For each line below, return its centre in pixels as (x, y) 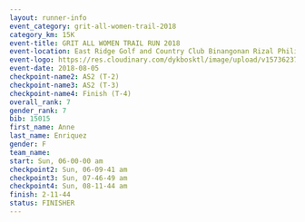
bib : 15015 (30, 119)
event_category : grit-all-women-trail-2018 (93, 26)
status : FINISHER (42, 203)
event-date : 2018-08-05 (54, 69)
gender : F (28, 144)
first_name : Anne (42, 128)
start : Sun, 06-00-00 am (56, 161)
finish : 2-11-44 (40, 195)
